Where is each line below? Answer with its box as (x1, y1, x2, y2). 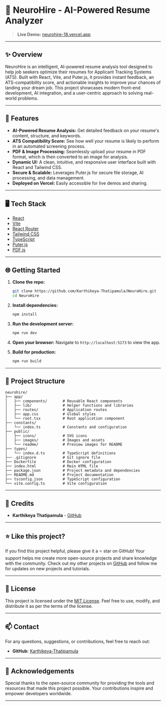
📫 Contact (5, 623, 40, 631)
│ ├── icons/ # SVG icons (5, 433, 87, 438)
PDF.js (12, 247, 26, 253)
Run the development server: (12, 321, 74, 327)
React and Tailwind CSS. (12, 164, 63, 170)
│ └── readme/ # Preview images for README (5, 442, 123, 447)
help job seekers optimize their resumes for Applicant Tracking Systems (5, 69, 152, 75)
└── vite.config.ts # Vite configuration (5, 481, 107, 486)
